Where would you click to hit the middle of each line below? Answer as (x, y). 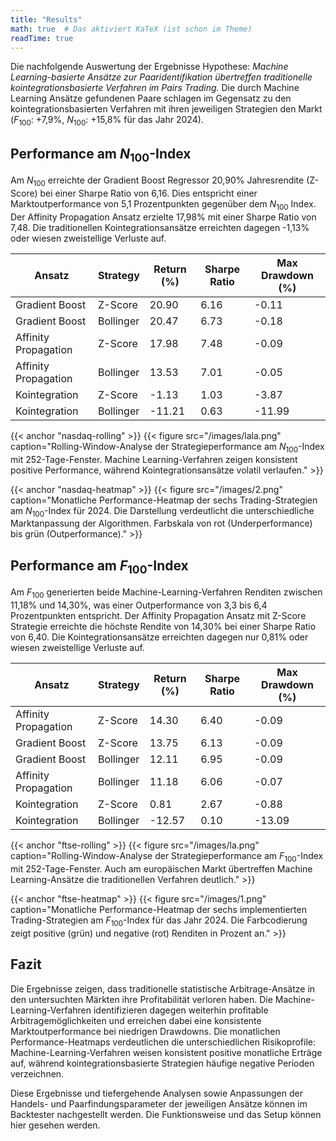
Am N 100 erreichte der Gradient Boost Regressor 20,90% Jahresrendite (157, 181)
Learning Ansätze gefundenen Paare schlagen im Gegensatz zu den (151, 98)
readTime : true (42, 38)
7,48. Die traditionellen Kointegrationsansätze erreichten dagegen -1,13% (160, 227)
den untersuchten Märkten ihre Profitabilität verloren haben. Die (141, 999)
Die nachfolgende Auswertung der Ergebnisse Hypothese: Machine (149, 67)
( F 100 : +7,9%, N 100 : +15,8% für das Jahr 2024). (107, 121)
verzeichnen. (37, 1073)
